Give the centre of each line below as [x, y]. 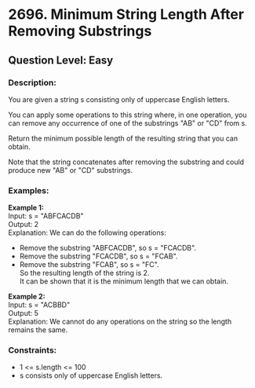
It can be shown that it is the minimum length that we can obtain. [124, 281]
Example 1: [26, 208]
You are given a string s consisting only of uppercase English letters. [119, 99]
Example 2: [27, 297]
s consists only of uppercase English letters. [91, 375]
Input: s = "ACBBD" [39, 305]
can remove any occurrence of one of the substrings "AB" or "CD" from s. [127, 123]
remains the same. [38, 330]
